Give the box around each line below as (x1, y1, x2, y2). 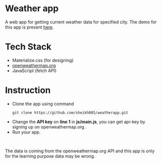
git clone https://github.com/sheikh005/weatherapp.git (12, 110, 128, 115)
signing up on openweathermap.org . (12, 124, 87, 129)
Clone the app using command (12, 101, 74, 107)
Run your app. (12, 129, 40, 135)
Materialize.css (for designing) (12, 57, 74, 63)
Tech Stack (5, 41, 52, 53)
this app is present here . (5, 24, 54, 30)
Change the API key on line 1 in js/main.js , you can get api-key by (12, 119, 145, 125)
